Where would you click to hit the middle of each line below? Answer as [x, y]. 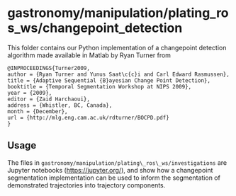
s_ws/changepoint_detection [95, 28]
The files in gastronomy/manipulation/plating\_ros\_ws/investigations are [117, 162]
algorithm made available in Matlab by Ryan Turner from [89, 55]
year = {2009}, [30, 93]
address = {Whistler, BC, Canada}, [60, 105]
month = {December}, [38, 111]
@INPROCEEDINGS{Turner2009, [49, 68]
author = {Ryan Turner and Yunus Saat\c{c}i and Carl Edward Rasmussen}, [119, 74]
